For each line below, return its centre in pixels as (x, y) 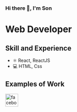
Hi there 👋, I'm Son (29, 8)
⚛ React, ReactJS (31, 60)
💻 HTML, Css (27, 66)
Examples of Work (35, 84)
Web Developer (39, 29)
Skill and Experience (38, 48)
